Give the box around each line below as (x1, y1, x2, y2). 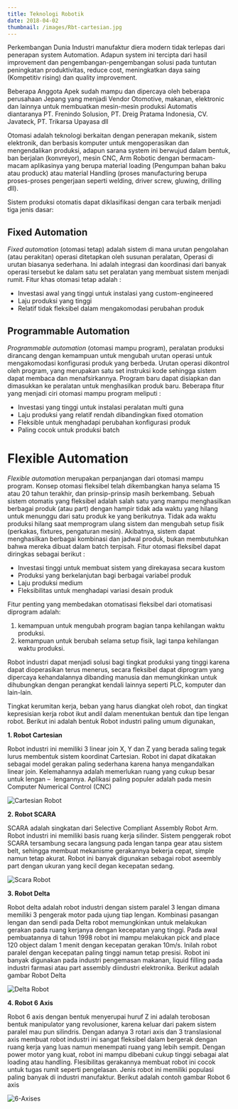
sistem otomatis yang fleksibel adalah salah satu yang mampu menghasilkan (7, 496, 231, 505)
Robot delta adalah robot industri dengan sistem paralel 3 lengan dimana (7, 903, 220, 911)
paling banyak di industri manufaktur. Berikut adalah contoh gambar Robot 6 (7, 1073, 231, 1081)
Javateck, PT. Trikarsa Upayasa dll (7, 117, 109, 126)
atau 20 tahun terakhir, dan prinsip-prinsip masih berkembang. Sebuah (7, 489, 215, 498)
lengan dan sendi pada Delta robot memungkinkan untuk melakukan (7, 918, 207, 926)
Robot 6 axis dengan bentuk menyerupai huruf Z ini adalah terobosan (7, 1012, 210, 1021)
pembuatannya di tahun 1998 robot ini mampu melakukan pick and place (7, 933, 220, 942)
